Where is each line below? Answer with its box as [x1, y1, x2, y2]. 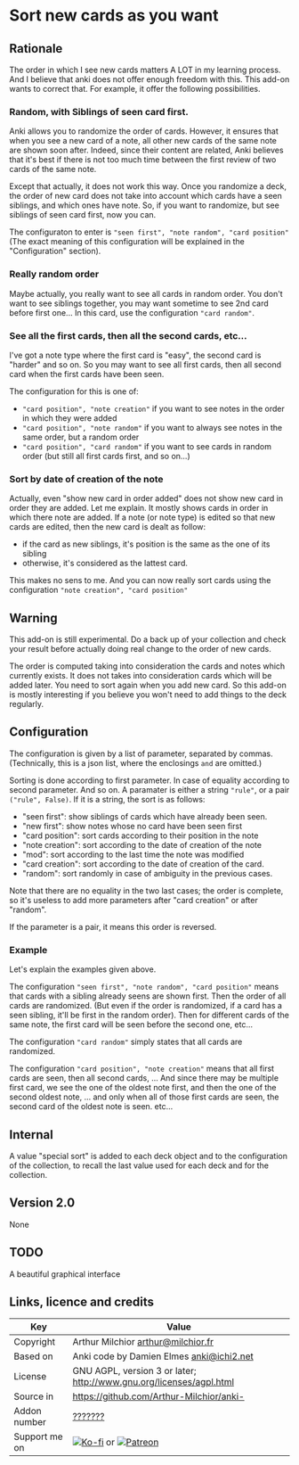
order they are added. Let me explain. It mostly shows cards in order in [9, 503, 269, 514]
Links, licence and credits [9, 1294, 154, 1309]
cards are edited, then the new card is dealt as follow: [9, 522, 206, 532]
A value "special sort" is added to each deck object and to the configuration [9, 1150, 287, 1161]
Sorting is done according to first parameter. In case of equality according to [9, 775, 290, 786]
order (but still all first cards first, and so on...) [21, 450, 191, 461]
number [13, 1416, 47, 1428]
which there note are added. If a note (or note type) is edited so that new [9, 512, 276, 523]
